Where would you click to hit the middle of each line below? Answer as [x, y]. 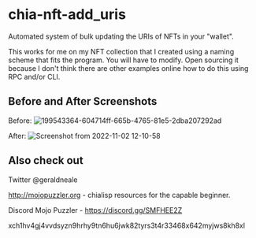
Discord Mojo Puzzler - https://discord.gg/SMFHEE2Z [95, 210]
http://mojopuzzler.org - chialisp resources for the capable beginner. [119, 195]
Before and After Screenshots [83, 101]
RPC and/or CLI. [34, 76]
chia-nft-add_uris [67, 15]
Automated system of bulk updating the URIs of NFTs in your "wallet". [121, 36]
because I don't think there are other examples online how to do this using [128, 68]
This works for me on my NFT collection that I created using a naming [121, 51]
